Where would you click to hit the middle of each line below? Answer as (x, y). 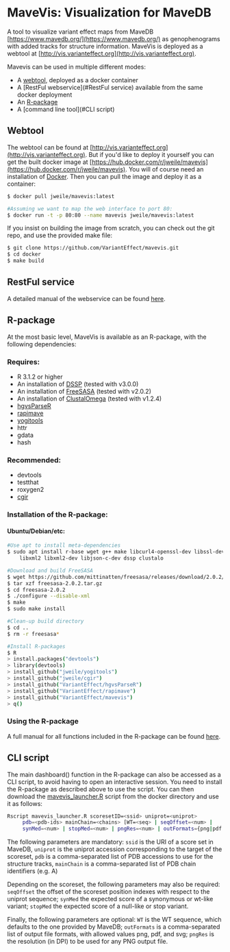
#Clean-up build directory (46, 621)
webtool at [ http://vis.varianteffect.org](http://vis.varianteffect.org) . (102, 53)
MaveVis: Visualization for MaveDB (109, 13)
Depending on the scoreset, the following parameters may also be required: (114, 884)
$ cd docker (24, 254)
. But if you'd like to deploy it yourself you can (150, 154)
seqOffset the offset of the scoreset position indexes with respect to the (108, 892)
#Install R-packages (37, 646)
